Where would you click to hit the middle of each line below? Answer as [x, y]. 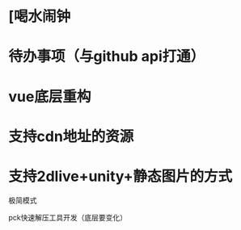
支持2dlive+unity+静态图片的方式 [120, 176]
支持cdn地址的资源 [71, 136]
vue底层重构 [50, 96]
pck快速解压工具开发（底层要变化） [68, 217]
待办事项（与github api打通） [107, 56]
